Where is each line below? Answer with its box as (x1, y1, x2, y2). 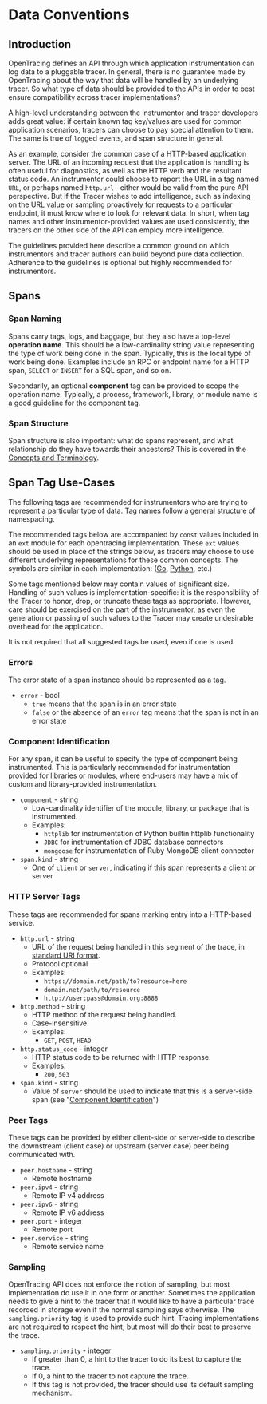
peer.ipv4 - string (19, 1182, 79, 1192)
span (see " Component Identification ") (31, 1094, 159, 1104)
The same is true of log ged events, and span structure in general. (8, 133, 224, 143)
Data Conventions (8, 6, 130, 24)
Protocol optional (31, 958, 88, 968)
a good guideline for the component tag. (8, 398, 141, 407)
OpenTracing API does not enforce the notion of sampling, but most (8, 1279, 230, 1289)
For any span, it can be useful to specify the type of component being (8, 754, 238, 763)
